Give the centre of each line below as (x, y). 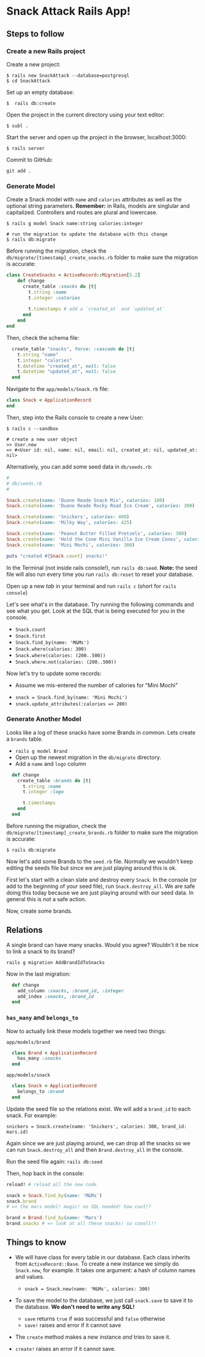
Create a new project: (34, 64)
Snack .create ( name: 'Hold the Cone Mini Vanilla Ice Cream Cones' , (94, 539)
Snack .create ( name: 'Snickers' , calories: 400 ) (68, 517)
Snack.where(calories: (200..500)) (60, 655)
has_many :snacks (39, 1059)
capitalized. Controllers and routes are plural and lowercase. (82, 212)
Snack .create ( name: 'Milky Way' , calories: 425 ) (69, 523)
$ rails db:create (31, 103)
